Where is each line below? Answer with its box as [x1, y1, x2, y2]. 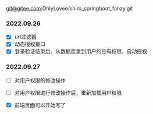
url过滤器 [14, 33, 37, 40]
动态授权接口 [14, 41, 45, 48]
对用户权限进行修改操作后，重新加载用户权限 [14, 89, 122, 96]
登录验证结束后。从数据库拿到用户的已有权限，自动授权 [14, 48, 147, 55]
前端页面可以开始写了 [14, 101, 66, 108]
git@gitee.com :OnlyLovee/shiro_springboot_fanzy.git [6, 5, 133, 12]
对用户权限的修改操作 [14, 77, 66, 84]
